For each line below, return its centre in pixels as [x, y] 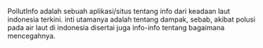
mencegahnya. [31, 36]
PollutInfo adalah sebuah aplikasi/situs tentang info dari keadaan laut [119, 11]
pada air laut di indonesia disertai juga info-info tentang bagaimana [116, 27]
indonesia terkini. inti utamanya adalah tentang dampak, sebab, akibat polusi [131, 19]
